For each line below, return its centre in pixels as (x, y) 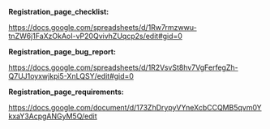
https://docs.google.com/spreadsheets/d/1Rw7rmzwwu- (103, 27)
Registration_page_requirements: (66, 92)
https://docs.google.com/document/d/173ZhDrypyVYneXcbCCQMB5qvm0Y (135, 107)
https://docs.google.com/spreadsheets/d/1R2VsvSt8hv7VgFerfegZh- (123, 67)
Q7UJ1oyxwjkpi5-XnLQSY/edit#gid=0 (71, 76)
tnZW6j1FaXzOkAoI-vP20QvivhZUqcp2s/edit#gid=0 (95, 36)
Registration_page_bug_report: (62, 52)
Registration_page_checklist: (59, 12)
